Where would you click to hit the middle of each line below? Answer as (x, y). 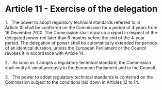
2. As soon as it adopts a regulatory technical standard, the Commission (78, 62)
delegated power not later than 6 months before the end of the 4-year (75, 38)
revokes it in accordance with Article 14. (45, 53)
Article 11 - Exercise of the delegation (81, 9)
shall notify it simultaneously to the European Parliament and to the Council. (81, 67)
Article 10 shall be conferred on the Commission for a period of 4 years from (81, 27)
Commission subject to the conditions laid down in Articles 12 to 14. (72, 82)
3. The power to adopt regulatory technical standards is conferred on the (79, 77)
